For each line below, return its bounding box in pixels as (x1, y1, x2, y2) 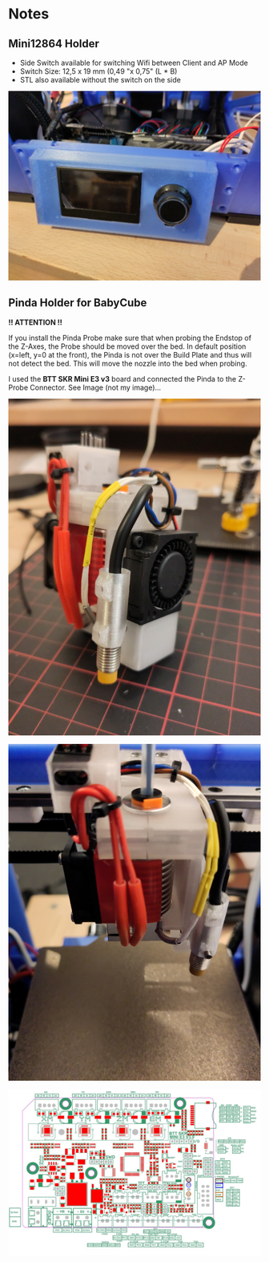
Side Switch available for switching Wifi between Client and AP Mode (19, 58, 248, 67)
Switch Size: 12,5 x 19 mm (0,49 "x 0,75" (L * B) (19, 67, 178, 76)
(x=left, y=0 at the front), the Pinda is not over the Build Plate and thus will (8, 350, 252, 359)
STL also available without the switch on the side (19, 75, 182, 84)
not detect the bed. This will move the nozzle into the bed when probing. (8, 358, 247, 368)
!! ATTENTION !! (8, 318, 62, 327)
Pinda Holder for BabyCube (8, 296, 147, 309)
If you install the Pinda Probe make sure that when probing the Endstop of (8, 333, 252, 342)
